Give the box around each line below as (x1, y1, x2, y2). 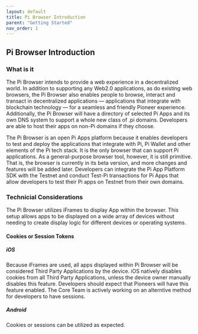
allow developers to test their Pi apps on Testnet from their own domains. (6, 178, 184, 185)
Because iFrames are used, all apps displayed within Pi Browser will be (6, 261, 178, 268)
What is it (6, 65, 34, 73)
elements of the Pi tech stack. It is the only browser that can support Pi (6, 147, 179, 154)
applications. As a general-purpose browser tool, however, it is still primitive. (6, 152, 193, 160)
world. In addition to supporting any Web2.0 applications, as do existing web (6, 84, 193, 92)
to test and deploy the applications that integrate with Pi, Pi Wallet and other (6, 140, 191, 147)
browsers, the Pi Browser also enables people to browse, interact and (6, 91, 176, 98)
